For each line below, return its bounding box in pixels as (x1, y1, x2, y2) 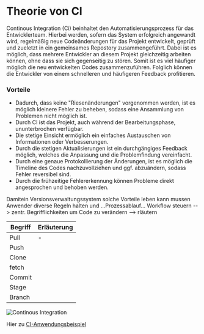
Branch (9, 293, 31, 302)
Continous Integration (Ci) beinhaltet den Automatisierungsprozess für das (6, 24, 194, 32)
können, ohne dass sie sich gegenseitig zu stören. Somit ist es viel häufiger (6, 57, 196, 64)
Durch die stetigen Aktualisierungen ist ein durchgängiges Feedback (15, 145, 188, 152)
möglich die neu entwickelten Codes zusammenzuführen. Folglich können (6, 63, 192, 71)
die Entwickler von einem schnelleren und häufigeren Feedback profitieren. (6, 70, 195, 77)
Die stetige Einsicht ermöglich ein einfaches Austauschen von (15, 132, 171, 139)
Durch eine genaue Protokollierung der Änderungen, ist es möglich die (15, 158, 192, 165)
